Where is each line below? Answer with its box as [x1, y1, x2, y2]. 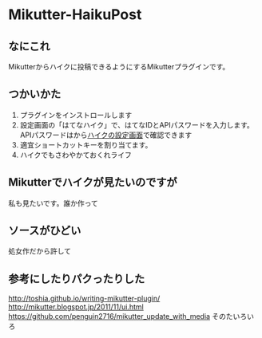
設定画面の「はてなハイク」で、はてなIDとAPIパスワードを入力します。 [19, 120, 254, 129]
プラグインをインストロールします [19, 110, 133, 120]
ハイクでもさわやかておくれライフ [19, 150, 132, 159]
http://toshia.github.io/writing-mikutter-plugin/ [8, 293, 161, 304]
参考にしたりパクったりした [8, 272, 145, 285]
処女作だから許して [8, 246, 72, 256]
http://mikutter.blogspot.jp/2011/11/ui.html [8, 302, 144, 312]
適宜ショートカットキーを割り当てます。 [19, 140, 153, 149]
